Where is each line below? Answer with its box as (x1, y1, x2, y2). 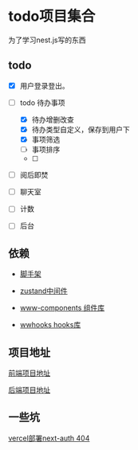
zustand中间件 (19, 286, 68, 295)
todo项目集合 (8, 7, 96, 25)
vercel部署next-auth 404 (8, 433, 90, 443)
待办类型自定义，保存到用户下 (31, 124, 130, 134)
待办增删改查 (31, 115, 74, 124)
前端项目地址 (8, 368, 50, 378)
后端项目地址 (8, 385, 50, 394)
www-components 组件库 (19, 303, 105, 313)
